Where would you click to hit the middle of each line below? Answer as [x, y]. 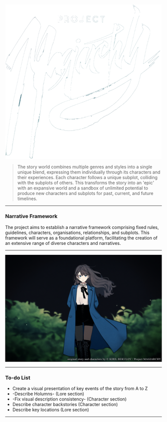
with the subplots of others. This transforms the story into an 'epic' [86, 183]
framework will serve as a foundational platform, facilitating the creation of [81, 238]
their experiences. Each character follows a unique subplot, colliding [87, 178]
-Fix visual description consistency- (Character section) [69, 399]
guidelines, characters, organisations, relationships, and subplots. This [78, 232]
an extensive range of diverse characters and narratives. [63, 243]
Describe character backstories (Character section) [65, 405]
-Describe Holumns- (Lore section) [48, 394]
